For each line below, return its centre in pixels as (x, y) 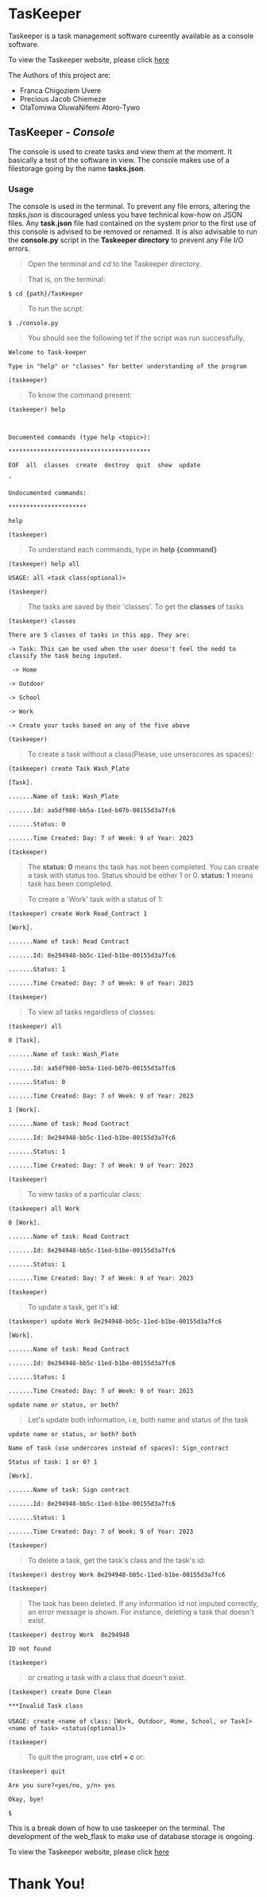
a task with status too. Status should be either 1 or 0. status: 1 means (141, 876)
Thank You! (47, 1884)
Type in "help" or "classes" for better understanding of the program (128, 366)
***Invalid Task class (46, 1706)
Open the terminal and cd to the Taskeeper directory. (114, 264)
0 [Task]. (25, 1041)
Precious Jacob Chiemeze (63, 99)
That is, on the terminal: (66, 280)
